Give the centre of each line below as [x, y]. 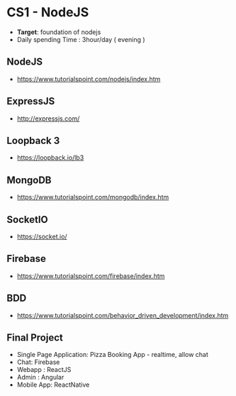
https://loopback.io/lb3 [50, 158]
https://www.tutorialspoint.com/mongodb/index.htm [93, 197]
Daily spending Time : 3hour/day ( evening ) [81, 39]
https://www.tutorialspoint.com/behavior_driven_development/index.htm [123, 315]
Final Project [35, 338]
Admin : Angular [40, 378]
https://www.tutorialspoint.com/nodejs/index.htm [89, 79]
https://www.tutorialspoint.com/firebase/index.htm [91, 276]
